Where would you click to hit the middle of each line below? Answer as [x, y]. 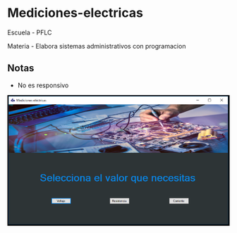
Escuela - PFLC [30, 32]
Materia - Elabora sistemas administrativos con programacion [97, 46]
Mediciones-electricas [75, 13]
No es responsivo [43, 85]
